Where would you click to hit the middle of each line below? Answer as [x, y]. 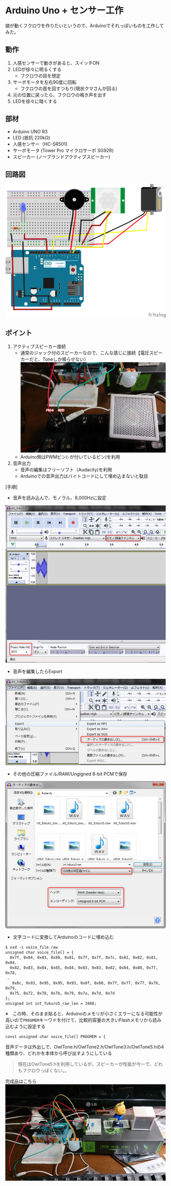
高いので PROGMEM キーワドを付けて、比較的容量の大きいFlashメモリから [79, 1020]
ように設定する [30, 1026]
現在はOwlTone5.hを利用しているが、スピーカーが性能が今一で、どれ [90, 1064]
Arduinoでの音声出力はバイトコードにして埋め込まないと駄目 [84, 476]
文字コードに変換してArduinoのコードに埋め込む [63, 937]
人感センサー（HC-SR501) [40, 144]
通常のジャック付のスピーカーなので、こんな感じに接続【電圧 [85, 352]
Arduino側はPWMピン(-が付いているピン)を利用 [70, 457]
